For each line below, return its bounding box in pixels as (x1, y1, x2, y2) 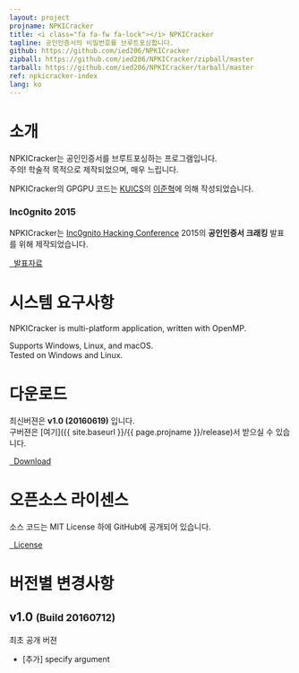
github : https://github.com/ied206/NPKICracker (9, 47, 191, 56)
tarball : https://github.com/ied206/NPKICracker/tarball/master (9, 64, 254, 73)
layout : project (9, 13, 70, 22)
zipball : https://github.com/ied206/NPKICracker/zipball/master (9, 55, 254, 64)
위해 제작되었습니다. (18, 239, 89, 249)
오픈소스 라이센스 (9, 490, 129, 510)
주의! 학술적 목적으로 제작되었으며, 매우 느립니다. (9, 163, 179, 175)
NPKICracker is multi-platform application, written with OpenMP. (9, 322, 247, 333)
